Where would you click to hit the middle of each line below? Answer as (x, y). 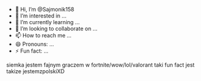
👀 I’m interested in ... (41, 16)
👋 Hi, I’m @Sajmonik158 (45, 9)
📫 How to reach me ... (43, 35)
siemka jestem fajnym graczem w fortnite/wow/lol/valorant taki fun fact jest (101, 65)
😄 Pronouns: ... (35, 44)
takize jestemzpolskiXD (36, 71)
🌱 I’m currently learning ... (47, 22)
